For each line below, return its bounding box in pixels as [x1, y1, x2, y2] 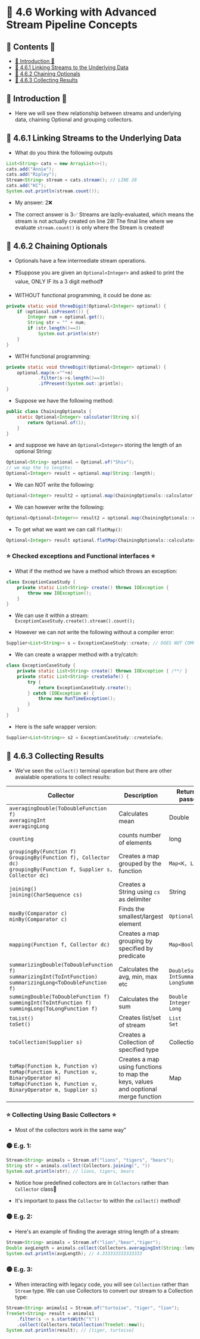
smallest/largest [118, 912, 164, 920]
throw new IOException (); [27, 590, 92, 596]
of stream [118, 1021, 146, 1029]
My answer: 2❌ [14, 199, 52, 206]
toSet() [9, 1021, 31, 1027]
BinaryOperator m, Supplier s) [9, 1086, 98, 1093]
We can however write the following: [14, 503, 105, 510]
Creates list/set [118, 1013, 161, 1022]
